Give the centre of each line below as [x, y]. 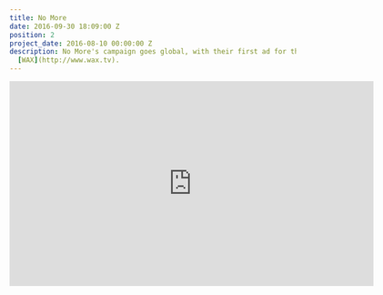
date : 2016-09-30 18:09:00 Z [65, 26]
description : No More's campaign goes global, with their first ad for [148, 52]
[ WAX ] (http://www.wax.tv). [69, 60]
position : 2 [32, 35]
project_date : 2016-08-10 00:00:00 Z [81, 43]
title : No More [38, 18]
